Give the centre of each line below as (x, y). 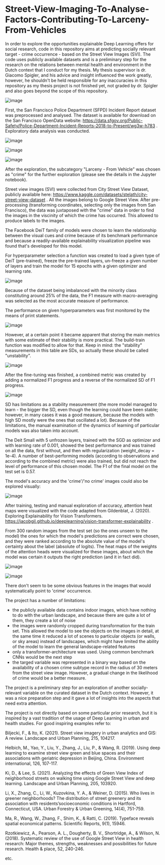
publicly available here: (29, 194)
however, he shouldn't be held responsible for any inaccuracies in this (76, 80)
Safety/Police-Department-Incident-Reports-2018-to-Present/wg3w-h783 (80, 126)
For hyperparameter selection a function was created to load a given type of (82, 255)
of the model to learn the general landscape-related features (74, 647)
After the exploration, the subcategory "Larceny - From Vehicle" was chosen (83, 169)
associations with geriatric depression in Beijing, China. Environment (75, 758)
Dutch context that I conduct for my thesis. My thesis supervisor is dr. (76, 70)
